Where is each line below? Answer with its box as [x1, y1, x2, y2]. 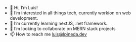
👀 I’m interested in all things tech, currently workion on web [9, 10, 131, 16]
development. [9, 15, 38, 21]
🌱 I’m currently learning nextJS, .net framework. [9, 20, 108, 26]
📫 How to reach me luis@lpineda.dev [9, 31, 87, 37]
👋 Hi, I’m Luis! [9, 5, 38, 10]
